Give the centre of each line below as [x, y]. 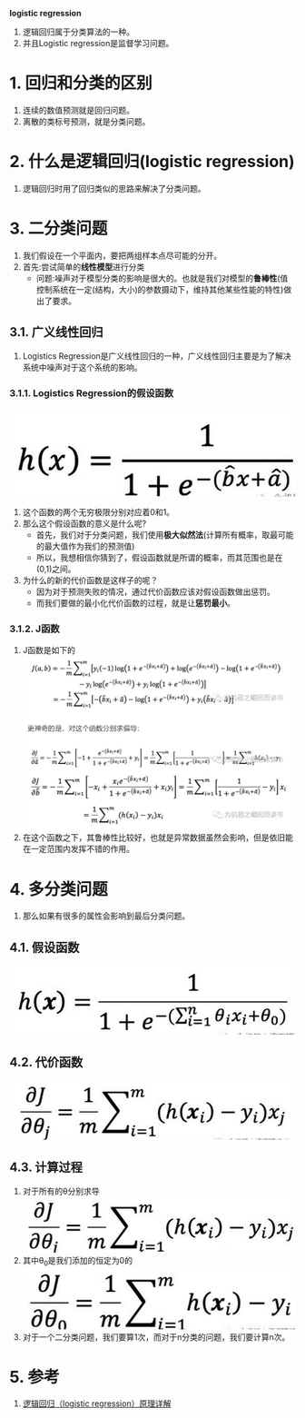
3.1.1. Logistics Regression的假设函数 [92, 392]
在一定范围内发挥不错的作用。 [78, 849]
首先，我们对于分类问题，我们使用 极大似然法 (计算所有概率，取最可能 [165, 534]
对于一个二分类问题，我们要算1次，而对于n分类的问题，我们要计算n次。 [156, 1337]
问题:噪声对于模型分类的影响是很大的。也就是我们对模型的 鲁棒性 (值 [162, 278]
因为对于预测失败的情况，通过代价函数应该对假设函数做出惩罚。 [155, 591]
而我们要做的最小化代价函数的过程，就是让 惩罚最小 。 [136, 602]
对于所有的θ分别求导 [61, 1191]
